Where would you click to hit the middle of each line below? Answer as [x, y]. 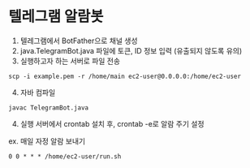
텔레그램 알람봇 [56, 17]
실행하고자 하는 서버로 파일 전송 [70, 61]
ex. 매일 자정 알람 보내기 [47, 141]
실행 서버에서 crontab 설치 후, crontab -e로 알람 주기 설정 [112, 123]
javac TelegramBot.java [49, 108]
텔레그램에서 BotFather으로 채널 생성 [79, 41]
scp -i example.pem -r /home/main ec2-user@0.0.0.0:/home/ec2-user [125, 76]
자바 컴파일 [38, 92]
